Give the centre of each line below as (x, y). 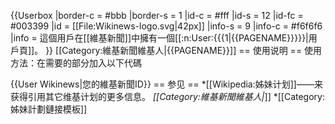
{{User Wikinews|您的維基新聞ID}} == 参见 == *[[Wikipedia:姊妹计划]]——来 (166, 84)
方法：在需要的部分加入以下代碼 (76, 63)
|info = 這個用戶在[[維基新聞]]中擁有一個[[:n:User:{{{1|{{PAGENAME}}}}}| (159, 38)
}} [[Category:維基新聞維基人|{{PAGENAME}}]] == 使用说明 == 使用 (184, 50)
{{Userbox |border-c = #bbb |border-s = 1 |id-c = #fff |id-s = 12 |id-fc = (157, 15)
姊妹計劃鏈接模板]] (49, 109)
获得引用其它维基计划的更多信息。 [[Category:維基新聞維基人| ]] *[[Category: (167, 96)
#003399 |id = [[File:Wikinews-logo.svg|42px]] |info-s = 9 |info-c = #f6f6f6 (166, 26)
